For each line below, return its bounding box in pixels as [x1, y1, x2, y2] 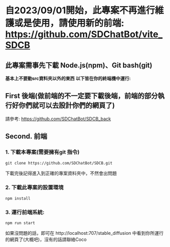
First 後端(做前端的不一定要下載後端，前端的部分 [5, 92, 158, 100]
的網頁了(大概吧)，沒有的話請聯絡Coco [5, 236, 87, 242]
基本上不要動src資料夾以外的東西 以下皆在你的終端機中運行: [5, 75, 131, 81]
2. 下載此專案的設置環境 [5, 184, 64, 191]
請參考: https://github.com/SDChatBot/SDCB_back [5, 116, 111, 122]
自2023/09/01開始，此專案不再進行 [5, 5, 155, 16]
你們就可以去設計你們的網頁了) [18, 101, 115, 110]
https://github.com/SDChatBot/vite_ [5, 29, 163, 40]
